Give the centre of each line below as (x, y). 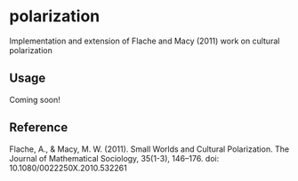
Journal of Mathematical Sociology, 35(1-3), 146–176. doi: (114, 158)
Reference (39, 127)
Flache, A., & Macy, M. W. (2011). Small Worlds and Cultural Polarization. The (149, 149)
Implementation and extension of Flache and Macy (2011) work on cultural (145, 41)
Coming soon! (35, 99)
